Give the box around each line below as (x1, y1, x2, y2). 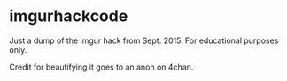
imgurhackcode (9, 6, 128, 26)
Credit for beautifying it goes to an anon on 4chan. (9, 62, 194, 72)
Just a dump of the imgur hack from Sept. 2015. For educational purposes (9, 35, 279, 46)
